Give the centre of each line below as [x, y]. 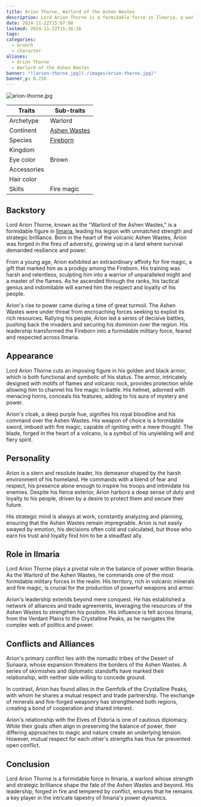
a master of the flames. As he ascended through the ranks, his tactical [93, 281]
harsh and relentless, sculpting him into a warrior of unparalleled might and [99, 274]
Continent [23, 131]
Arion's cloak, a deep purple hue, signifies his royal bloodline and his [91, 414]
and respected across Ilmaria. [43, 337]
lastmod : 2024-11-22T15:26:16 [44, 28]
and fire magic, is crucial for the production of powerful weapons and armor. [100, 588]
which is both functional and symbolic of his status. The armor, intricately [97, 377]
